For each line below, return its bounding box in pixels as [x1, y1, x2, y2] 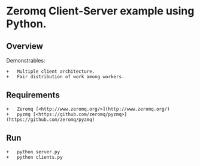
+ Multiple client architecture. [6, 69, 95, 75]
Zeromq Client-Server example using [6, 4, 195, 18]
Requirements [6, 90, 60, 100]
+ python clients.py [6, 154, 63, 160]
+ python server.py [6, 149, 60, 155]
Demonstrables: [6, 57, 46, 64]
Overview [6, 41, 44, 51]
